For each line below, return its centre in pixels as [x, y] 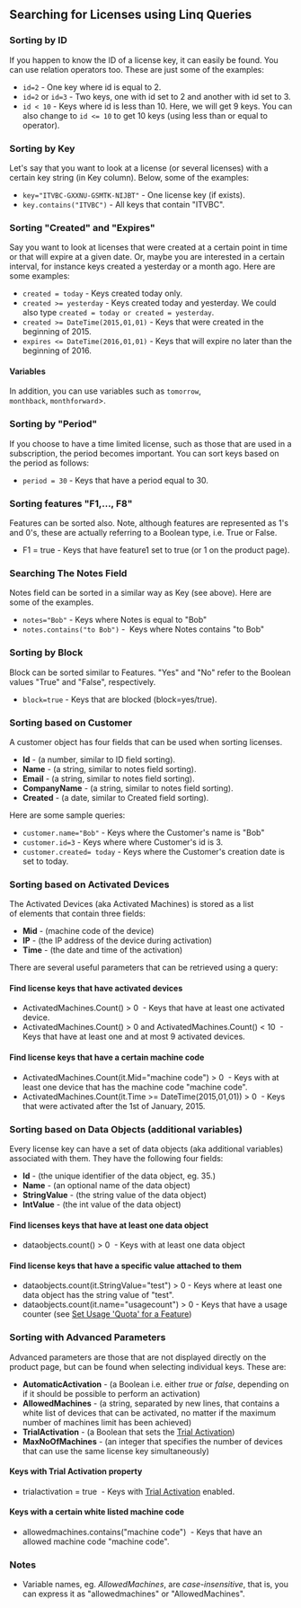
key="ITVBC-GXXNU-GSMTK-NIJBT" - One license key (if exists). [133, 195]
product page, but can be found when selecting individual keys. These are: [148, 1366]
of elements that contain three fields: [77, 914]
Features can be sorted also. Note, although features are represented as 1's [149, 523]
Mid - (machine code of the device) [88, 931]
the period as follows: [49, 463]
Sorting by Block [46, 653]
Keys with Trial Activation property [76, 1471]
